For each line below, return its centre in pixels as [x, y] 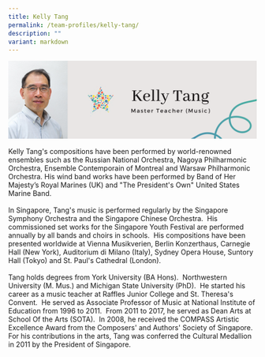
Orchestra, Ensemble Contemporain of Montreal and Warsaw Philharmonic [129, 168]
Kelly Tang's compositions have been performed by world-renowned [120, 151]
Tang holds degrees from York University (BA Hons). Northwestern [118, 277]
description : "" [35, 33]
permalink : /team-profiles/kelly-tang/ [74, 25]
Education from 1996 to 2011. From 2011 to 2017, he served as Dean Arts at [130, 310]
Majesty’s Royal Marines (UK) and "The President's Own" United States [124, 185]
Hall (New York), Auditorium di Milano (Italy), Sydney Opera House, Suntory [131, 252]
